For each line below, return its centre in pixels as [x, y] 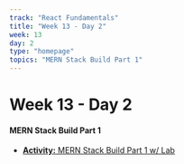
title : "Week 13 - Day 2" [58, 26]
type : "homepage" [42, 52]
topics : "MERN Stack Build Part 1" [76, 60]
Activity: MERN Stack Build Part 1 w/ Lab [99, 150]
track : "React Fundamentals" [64, 18]
